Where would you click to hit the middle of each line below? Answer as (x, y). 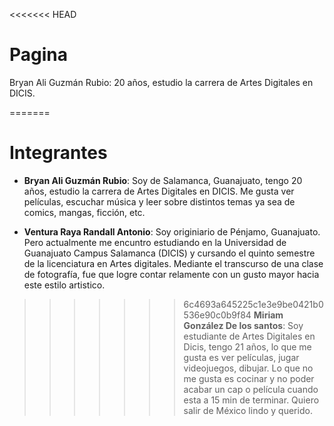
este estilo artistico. (64, 285)
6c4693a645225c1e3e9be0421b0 (253, 304)
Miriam (268, 315)
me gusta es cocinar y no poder (249, 378)
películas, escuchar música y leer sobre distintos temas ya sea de (159, 201)
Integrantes (58, 153)
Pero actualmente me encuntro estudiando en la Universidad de (155, 242)
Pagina (39, 55)
